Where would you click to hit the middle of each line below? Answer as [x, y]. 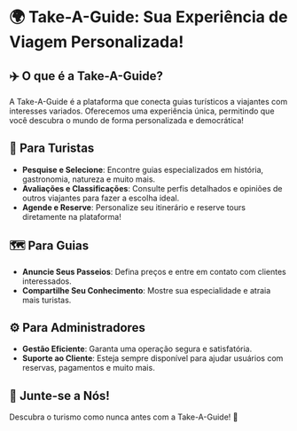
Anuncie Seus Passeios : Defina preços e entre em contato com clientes [154, 271]
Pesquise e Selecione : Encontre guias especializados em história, [143, 169]
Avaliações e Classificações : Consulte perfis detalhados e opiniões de [152, 188]
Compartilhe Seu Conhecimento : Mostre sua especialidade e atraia [146, 290]
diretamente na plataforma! [71, 216]
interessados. [47, 281]
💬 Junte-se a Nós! [60, 396]
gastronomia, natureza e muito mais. [89, 179]
